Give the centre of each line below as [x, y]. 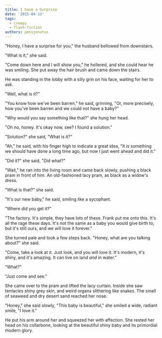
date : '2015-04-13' [25, 14]
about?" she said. [22, 243]
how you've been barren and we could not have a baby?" [62, 108]
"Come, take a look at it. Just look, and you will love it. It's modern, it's [75, 252]
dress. [11, 180]
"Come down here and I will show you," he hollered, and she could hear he [79, 65]
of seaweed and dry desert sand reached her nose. [56, 296]
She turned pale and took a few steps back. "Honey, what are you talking [78, 238]
